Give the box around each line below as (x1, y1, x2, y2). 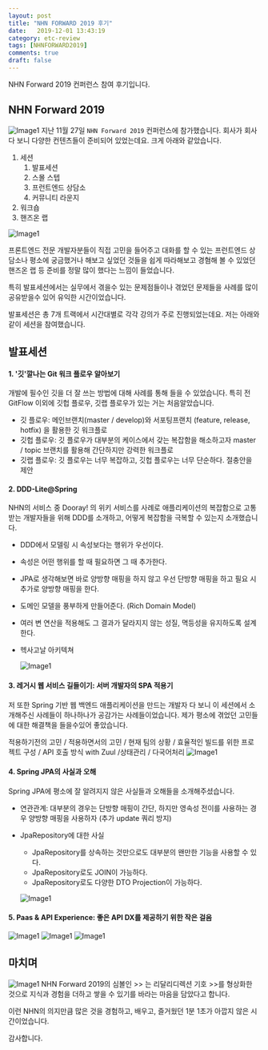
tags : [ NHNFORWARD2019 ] (8, 42, 88, 50)
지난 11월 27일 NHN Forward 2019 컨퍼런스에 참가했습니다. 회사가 (41, 125, 242, 135)
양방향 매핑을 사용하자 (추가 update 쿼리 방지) (28, 813, 172, 822)
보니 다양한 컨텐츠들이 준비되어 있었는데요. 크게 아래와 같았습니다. (16, 135, 222, 145)
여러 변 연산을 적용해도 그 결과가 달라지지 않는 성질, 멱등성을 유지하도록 (19, 618, 242, 628)
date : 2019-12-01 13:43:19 (8, 26, 106, 34)
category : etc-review (8, 34, 81, 42)
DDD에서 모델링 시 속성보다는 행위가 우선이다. (19, 540, 164, 550)
